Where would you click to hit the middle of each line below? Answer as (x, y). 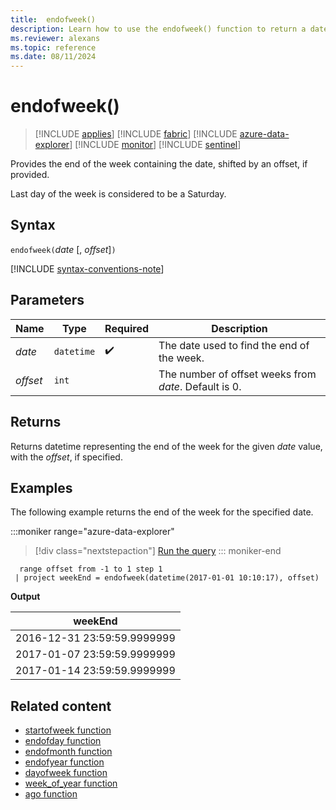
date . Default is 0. (200, 386)
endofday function (63, 741)
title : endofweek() (53, 19)
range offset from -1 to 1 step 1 (91, 569)
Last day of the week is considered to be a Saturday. (118, 194)
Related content (61, 706)
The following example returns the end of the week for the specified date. (162, 512)
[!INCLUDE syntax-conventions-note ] (87, 268)
